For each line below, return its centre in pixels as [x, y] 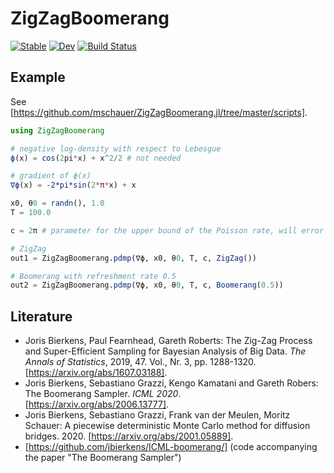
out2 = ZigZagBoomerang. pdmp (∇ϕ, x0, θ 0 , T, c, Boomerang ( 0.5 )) [147, 285]
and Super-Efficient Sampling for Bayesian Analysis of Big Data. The [165, 351]
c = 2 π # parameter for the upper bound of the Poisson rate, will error [167, 230]
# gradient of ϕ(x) [51, 176]
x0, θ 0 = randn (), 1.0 [57, 203]
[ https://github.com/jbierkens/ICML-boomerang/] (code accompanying [171, 447]
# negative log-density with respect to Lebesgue [116, 148]
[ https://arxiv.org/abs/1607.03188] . [96, 373]
